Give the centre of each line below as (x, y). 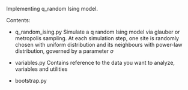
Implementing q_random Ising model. (52, 9)
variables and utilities (41, 69)
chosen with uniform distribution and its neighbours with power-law (99, 45)
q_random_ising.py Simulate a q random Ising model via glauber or (97, 32)
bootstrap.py (31, 81)
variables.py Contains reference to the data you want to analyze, (95, 63)
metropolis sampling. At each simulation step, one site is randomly (97, 38)
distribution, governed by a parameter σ (64, 51)
